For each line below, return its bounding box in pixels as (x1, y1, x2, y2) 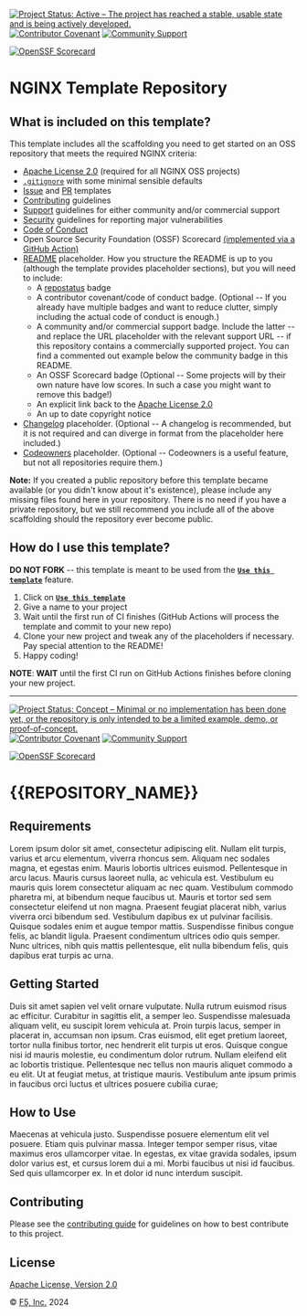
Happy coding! (22, 650, 79, 661)
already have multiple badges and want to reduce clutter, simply (36, 302, 279, 313)
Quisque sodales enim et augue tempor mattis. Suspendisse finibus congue (9, 920, 294, 931)
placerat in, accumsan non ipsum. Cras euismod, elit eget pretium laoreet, (9, 1029, 288, 1041)
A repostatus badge (36, 282, 111, 292)
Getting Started (9, 976, 100, 992)
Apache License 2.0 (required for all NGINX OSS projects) (22, 165, 240, 176)
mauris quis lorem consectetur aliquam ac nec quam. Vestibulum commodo (9, 882, 294, 893)
